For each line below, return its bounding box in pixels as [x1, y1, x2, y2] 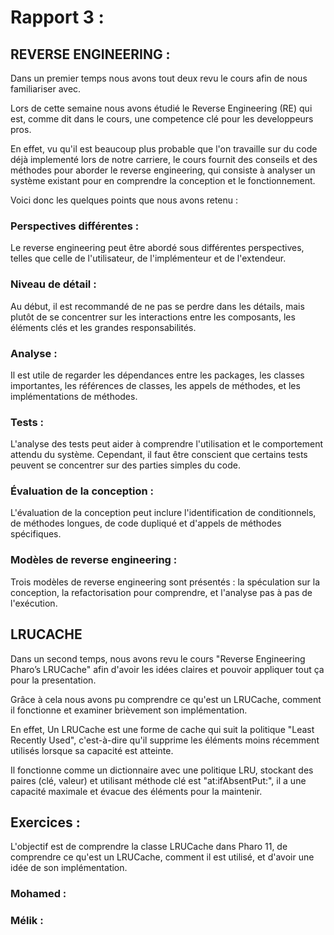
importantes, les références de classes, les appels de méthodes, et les [10, 379, 301, 391]
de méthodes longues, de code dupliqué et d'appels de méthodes [10, 517, 282, 530]
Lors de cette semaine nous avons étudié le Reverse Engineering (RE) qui [10, 102, 313, 114]
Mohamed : [10, 887, 67, 901]
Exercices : [10, 814, 81, 831]
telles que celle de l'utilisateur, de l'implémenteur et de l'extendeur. [10, 252, 287, 265]
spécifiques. [10, 528, 62, 540]
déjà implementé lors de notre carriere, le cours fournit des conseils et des [10, 154, 318, 165]
